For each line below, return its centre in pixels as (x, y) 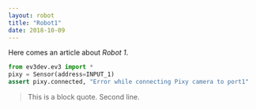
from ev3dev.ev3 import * (51, 67)
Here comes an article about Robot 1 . (68, 53)
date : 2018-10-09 (37, 30)
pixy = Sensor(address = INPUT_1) (61, 75)
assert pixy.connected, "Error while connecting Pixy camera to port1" (128, 82)
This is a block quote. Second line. (83, 97)
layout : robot (32, 15)
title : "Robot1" (35, 23)
